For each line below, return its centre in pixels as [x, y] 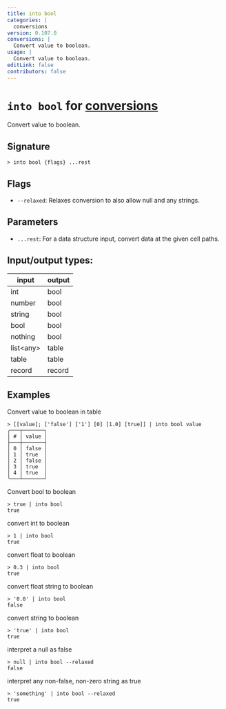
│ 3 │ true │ [28, 467]
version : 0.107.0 [32, 33]
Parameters [33, 222]
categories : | [28, 20]
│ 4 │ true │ [28, 472]
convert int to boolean [39, 523]
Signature [29, 146]
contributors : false [37, 71]
